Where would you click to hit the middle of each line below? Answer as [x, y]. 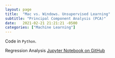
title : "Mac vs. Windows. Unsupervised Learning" [58, 14]
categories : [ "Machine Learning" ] [40, 28]
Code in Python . [21, 41]
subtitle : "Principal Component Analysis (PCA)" [56, 18]
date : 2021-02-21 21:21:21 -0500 [41, 23]
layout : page [18, 9]
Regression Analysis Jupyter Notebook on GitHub [55, 51]
